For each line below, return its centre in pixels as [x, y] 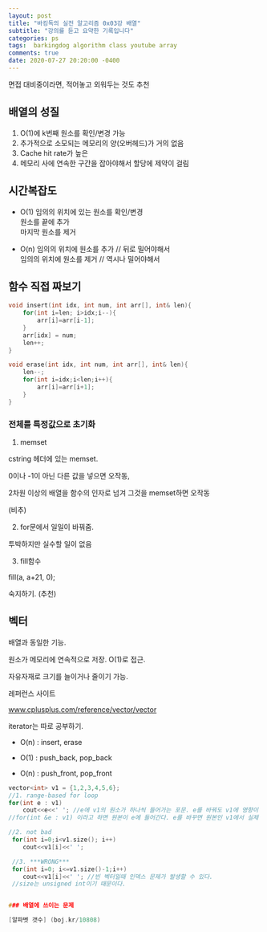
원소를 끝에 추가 [44, 222]
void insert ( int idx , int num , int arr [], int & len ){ [100, 306]
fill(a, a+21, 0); [32, 577]
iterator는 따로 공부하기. [46, 726]
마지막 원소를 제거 [48, 232]
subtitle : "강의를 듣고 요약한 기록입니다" [71, 31]
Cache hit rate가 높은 [54, 153]
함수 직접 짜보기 [45, 286]
